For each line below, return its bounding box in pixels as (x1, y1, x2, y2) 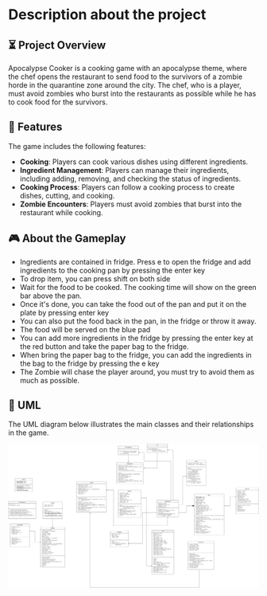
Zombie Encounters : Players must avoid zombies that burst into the (19, 199, 242, 209)
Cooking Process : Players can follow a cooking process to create (19, 182, 235, 192)
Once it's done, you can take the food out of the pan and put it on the (19, 299, 247, 308)
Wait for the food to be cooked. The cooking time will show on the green (19, 282, 257, 292)
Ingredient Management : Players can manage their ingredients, (19, 165, 230, 174)
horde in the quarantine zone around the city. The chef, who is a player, (8, 80, 242, 89)
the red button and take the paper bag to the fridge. (19, 341, 189, 351)
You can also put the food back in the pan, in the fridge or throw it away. (19, 316, 257, 326)
